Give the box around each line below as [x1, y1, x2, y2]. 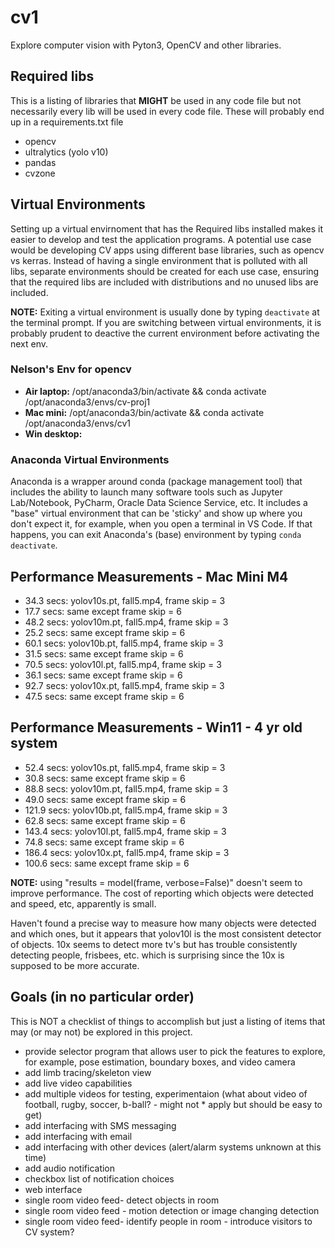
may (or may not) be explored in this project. [10, 1026, 193, 1038]
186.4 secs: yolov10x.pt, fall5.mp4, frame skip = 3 [24, 846, 230, 858]
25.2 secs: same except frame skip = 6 [24, 626, 186, 638]
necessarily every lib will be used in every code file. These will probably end [10, 105, 325, 117]
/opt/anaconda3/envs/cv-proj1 [24, 396, 151, 408]
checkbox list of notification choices [24, 1172, 175, 1185]
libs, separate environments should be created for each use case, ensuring [10, 265, 320, 277]
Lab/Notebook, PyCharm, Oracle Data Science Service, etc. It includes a [10, 497, 308, 509]
